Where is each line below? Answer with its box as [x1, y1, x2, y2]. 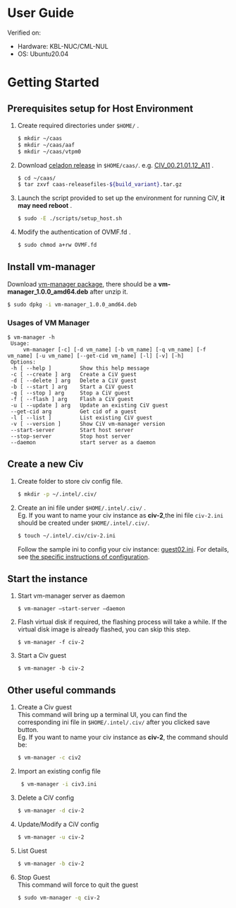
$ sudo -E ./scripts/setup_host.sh [17, 215, 123, 222]
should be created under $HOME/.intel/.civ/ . [17, 518, 150, 527]
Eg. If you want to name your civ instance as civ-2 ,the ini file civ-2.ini [17, 511, 224, 519]
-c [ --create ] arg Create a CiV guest [10, 371, 137, 378]
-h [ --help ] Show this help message [10, 365, 150, 372]
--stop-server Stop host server [10, 433, 131, 440]
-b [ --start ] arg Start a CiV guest [10, 383, 134, 390]
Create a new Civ [7, 458, 84, 470]
